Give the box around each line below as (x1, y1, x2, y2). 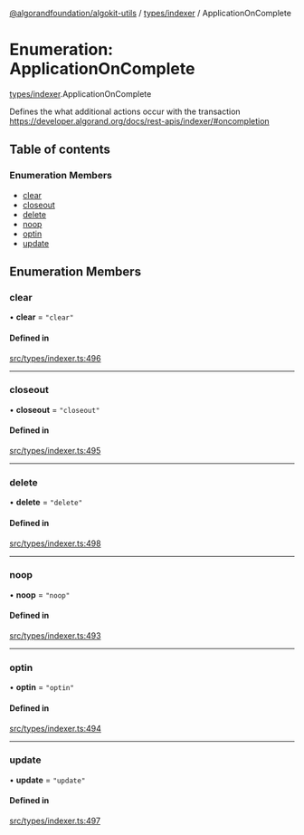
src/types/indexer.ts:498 (9, 538, 101, 549)
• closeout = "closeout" (9, 404, 100, 415)
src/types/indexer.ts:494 (9, 723, 101, 734)
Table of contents (9, 142, 110, 158)
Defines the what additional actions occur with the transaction (9, 106, 242, 117)
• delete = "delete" (9, 497, 83, 508)
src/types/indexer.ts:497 (9, 815, 101, 827)
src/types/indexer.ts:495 (9, 446, 101, 456)
